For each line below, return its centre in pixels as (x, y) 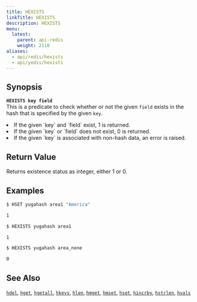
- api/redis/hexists (37, 57)
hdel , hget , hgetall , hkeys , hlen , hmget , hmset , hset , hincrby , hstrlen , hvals (98, 292)
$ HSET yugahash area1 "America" (48, 204)
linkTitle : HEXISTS (31, 18)
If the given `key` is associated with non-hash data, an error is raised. (100, 138)
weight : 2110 (34, 46)
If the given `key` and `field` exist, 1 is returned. (72, 125)
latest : (21, 34)
